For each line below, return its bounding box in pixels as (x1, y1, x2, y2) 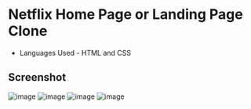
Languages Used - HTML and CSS (19, 48, 132, 57)
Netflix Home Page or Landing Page (8, 5, 243, 24)
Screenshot (8, 71, 67, 84)
